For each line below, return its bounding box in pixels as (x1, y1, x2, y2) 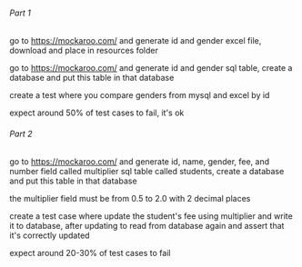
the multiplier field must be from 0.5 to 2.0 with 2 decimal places (9, 193, 251, 204)
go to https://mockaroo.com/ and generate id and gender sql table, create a (9, 63, 293, 74)
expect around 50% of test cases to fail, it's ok (9, 107, 185, 118)
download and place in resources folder (9, 45, 159, 56)
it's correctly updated (9, 230, 90, 241)
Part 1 (9, 7, 32, 18)
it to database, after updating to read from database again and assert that (9, 221, 285, 232)
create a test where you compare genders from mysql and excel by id (9, 90, 270, 101)
